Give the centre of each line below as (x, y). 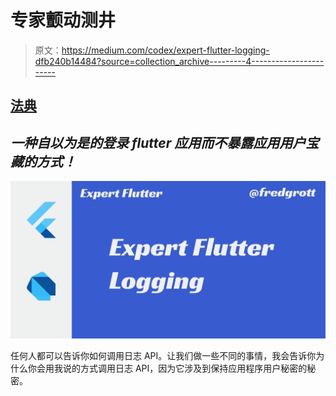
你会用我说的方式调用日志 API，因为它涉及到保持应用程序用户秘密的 (167, 368)
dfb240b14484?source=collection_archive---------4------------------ (179, 61)
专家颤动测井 (63, 20)
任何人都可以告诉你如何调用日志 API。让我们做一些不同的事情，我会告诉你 (163, 356)
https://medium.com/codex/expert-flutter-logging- (165, 50)
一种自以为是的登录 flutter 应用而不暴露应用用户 (158, 142)
